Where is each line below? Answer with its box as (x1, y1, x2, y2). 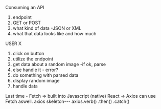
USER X (5, 40, 22, 47)
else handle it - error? (12, 67, 59, 73)
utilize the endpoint (12, 56, 54, 62)
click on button (12, 51, 44, 56)
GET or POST (12, 20, 41, 26)
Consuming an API (5, 5, 44, 10)
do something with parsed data (12, 72, 79, 78)
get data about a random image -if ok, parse (12, 61, 106, 67)
